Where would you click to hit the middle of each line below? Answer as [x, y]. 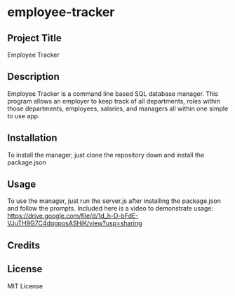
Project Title [34, 38]
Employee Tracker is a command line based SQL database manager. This [113, 93]
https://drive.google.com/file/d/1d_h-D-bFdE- [73, 216]
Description [33, 77]
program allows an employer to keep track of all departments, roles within [114, 101]
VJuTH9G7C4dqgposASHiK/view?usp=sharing [75, 223]
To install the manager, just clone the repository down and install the [106, 155]
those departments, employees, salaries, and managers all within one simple [118, 108]
